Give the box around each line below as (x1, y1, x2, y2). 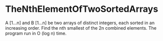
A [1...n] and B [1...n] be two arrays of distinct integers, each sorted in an (5, 20, 154, 26)
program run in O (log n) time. (5, 30, 67, 36)
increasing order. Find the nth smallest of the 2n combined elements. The (5, 25, 157, 31)
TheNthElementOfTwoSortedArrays (5, 3, 158, 15)
